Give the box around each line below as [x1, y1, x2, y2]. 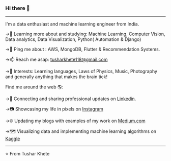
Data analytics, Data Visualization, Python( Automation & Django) [5, 36, 141, 42]
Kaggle [5, 135, 20, 142]
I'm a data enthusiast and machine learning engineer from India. [5, 21, 139, 27]
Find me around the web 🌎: [5, 84, 64, 90]
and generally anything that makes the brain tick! [5, 74, 108, 80]
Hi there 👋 [5, 5, 31, 12]
